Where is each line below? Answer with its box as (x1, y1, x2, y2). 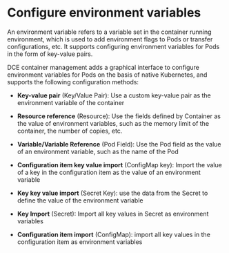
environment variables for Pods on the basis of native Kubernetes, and (7, 71, 208, 79)
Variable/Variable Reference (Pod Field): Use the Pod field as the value (17, 140, 222, 148)
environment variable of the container (17, 98, 125, 106)
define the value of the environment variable (17, 196, 143, 205)
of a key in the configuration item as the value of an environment (17, 168, 201, 176)
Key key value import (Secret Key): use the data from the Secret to (17, 189, 208, 197)
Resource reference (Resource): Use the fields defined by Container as (17, 112, 221, 120)
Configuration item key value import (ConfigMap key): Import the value (17, 160, 222, 169)
